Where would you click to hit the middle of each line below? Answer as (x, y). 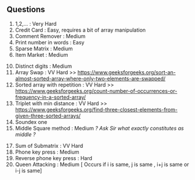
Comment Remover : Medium (50, 36)
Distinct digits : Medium (43, 66)
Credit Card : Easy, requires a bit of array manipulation (80, 30)
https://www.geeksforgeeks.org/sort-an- (126, 72)
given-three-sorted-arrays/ (48, 116)
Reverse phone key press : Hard (54, 158)
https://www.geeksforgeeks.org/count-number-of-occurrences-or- (96, 91)
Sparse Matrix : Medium (44, 49)
